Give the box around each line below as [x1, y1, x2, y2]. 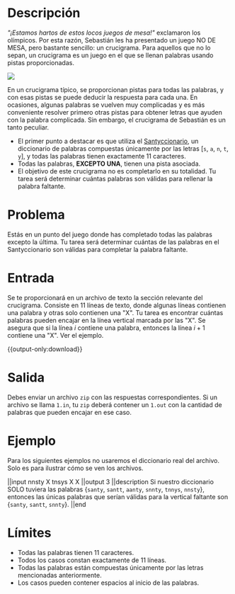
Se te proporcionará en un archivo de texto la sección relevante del [7, 293, 203, 302]
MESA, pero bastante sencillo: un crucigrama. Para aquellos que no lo [7, 43, 211, 52]
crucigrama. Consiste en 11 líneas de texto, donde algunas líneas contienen [7, 301, 227, 309]
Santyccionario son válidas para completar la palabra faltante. [7, 245, 188, 253]
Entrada [7, 270, 55, 286]
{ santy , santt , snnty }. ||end [7, 500, 86, 508]
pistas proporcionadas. [7, 58, 74, 67]
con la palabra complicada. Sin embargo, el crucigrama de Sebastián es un [7, 115, 227, 124]
